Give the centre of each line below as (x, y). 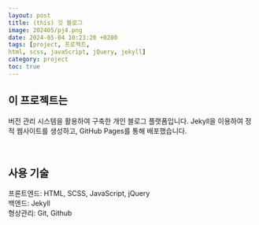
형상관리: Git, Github (40, 213)
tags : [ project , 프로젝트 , (49, 45)
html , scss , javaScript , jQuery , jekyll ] (77, 52)
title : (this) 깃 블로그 (46, 23)
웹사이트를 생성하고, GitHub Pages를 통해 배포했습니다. (102, 131)
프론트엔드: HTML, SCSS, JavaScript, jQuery (79, 194)
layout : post (30, 15)
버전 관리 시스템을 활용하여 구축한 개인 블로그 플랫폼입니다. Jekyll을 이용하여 (126, 121)
